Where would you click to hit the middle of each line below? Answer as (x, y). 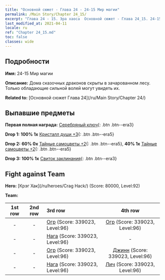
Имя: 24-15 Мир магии (29, 73)
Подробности (27, 62)
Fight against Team (35, 174)
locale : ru (16, 28)
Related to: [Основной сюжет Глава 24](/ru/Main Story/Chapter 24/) (75, 98)
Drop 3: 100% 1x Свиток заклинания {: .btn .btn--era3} (61, 159)
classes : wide (20, 42)
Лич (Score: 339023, (130, 264)
